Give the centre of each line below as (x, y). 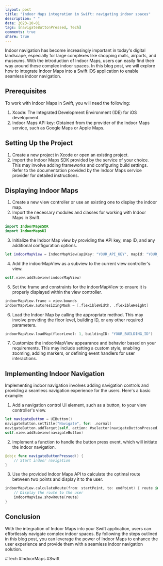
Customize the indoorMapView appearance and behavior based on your (84, 343)
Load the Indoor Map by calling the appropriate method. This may (78, 314)
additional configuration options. (44, 246)
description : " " (23, 18)
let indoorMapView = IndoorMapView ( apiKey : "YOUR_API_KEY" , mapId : (75, 254)
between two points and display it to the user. (57, 479)
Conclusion (23, 517)
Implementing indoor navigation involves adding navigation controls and (77, 385)
